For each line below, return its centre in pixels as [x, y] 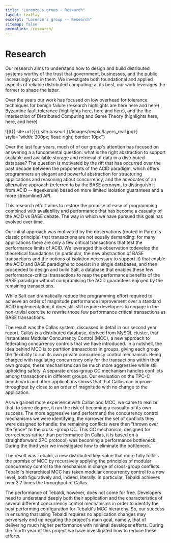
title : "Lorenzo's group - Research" [45, 10]
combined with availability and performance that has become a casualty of [83, 211]
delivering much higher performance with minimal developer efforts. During [84, 525]
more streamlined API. [28, 196]
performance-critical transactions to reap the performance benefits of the [83, 275]
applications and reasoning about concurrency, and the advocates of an [81, 180]
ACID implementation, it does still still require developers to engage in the [82, 307]
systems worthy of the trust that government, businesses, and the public [81, 74]
